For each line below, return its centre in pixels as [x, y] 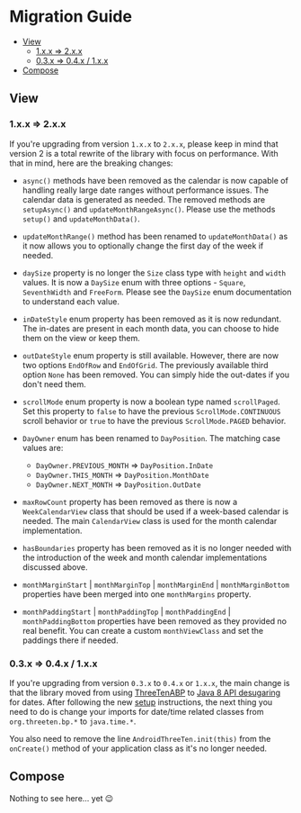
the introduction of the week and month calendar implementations [145, 557]
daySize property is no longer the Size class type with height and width [154, 273]
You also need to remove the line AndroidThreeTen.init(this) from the [140, 738]
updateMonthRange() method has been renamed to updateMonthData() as [155, 236]
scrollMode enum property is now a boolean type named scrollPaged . [151, 402]
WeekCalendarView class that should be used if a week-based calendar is [155, 511]
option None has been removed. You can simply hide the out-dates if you [156, 375]
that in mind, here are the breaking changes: [91, 163]
